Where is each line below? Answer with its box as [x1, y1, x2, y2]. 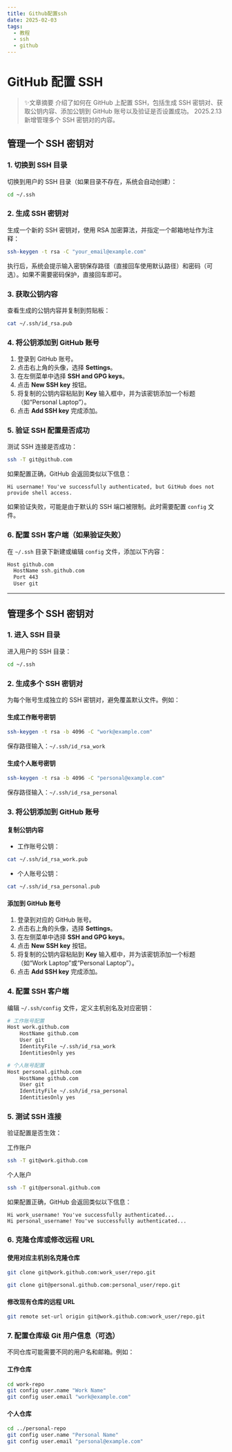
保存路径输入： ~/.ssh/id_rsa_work [7, 742, 106, 750]
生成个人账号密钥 [7, 758, 56, 767]
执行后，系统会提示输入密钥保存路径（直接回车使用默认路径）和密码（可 [7, 261, 213, 270]
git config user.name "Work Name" [7, 1387, 107, 1394]
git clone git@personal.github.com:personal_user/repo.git [7, 1282, 181, 1289]
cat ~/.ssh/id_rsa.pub [7, 319, 72, 327]
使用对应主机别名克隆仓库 [7, 1253, 80, 1262]
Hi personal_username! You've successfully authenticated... [7, 1218, 187, 1225]
